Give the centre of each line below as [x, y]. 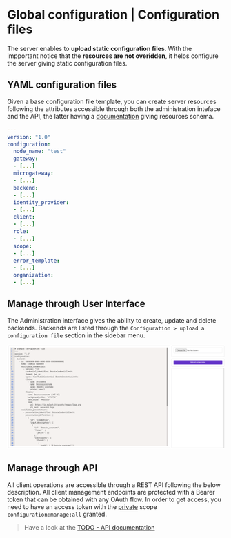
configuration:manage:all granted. [57, 514]
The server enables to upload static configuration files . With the [100, 48]
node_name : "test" [40, 152]
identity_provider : [41, 202]
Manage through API [52, 468]
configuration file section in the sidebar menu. [76, 335]
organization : [33, 275]
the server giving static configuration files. [67, 63]
